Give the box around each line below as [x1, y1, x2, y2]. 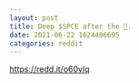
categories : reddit [9, 38, 84, 48]
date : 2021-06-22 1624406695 [9, 30, 120, 39]
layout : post [9, 13, 59, 23]
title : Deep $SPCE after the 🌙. [9, 22, 132, 31]
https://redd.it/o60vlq [9, 64, 90, 75]
